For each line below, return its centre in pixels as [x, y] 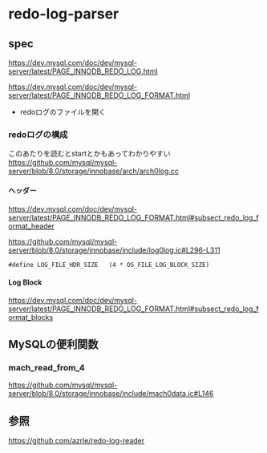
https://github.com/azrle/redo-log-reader [77, 441]
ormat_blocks [31, 317]
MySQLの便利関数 [53, 344]
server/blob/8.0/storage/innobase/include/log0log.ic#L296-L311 [114, 250]
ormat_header [31, 226]
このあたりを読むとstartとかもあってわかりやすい [89, 154]
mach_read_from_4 [47, 368]
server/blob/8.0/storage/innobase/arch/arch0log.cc [93, 171]
